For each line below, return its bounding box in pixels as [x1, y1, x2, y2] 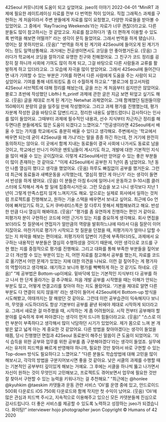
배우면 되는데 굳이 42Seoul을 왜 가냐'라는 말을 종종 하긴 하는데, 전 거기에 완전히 [5, 134, 159, 140]
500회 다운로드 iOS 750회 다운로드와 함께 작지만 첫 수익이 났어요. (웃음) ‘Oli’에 [5, 388, 157, 394]
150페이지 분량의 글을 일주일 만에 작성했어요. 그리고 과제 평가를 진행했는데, [5, 104, 149, 109]
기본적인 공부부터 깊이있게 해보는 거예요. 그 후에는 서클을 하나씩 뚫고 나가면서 [10, 364, 160, 369]
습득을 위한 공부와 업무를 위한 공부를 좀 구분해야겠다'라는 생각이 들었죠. [10, 339, 147, 344]
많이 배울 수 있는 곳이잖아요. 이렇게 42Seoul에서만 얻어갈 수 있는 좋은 [10, 153, 144, 158]
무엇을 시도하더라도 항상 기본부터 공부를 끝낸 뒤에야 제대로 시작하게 [11, 302, 141, 307]
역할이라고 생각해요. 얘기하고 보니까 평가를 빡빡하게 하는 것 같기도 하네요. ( [10, 264, 154, 270]
